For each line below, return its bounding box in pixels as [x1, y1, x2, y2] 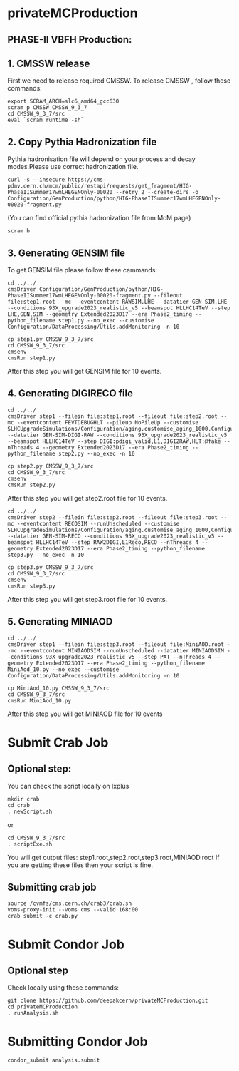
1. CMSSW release [7, 57, 90, 69]
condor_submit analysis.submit [7, 1057, 100, 1064]
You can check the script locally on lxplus [7, 782, 129, 790]
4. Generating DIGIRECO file [7, 387, 134, 400]
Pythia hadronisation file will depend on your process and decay [7, 155, 196, 163]
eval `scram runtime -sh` [7, 116, 84, 124]
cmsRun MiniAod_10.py [7, 697, 72, 704]
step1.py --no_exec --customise [58, 317, 154, 324]
